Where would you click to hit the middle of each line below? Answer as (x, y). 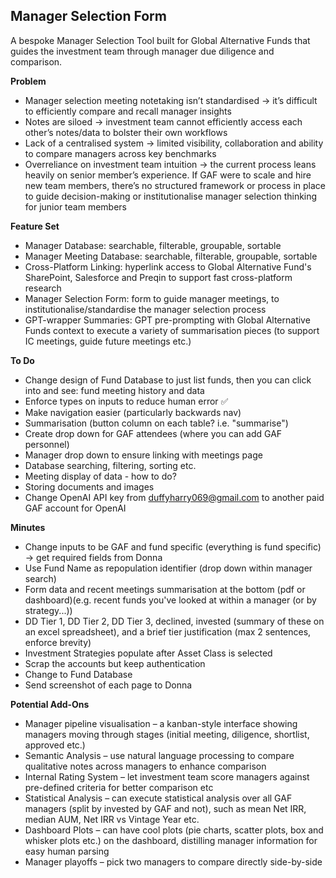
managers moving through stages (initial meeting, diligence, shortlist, (167, 734)
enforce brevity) (58, 642)
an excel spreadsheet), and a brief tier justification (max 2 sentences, (168, 631)
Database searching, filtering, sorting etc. (110, 465)
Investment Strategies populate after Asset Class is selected (148, 653)
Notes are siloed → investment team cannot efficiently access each (163, 121)
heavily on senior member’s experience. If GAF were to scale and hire (168, 175)
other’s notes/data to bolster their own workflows (126, 132)
